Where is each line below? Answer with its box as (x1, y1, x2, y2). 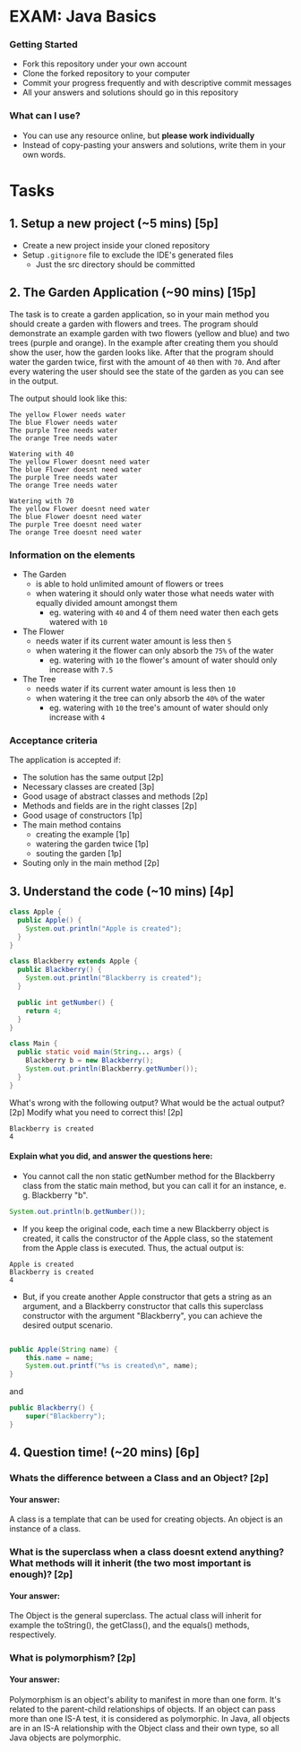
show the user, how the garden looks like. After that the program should (9, 347, 274, 358)
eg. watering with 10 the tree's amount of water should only (48, 702, 269, 713)
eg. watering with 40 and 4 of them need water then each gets (48, 607, 279, 618)
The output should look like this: (9, 393, 127, 403)
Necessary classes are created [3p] (21, 782, 155, 793)
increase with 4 (48, 711, 106, 723)
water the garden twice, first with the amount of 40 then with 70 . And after (9, 356, 281, 367)
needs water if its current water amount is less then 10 (35, 683, 236, 694)
